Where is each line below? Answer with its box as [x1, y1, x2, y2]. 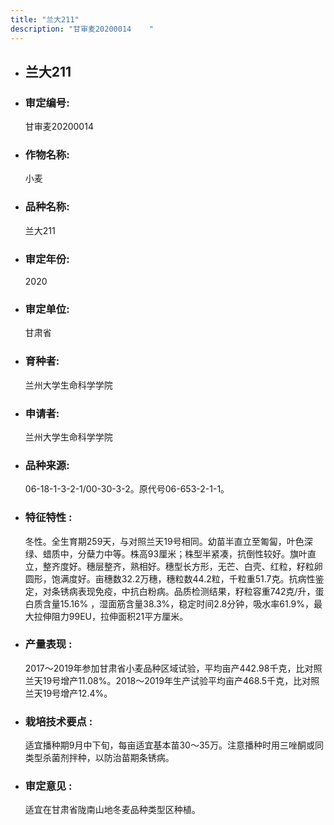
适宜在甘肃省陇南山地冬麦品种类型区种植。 [24, 804, 201, 816]
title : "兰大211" [10, 14, 80, 25]
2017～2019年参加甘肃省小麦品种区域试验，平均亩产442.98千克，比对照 [24, 662, 323, 674]
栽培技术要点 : [24, 714, 93, 728]
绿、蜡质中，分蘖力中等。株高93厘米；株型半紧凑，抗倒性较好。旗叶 [24, 547, 308, 560]
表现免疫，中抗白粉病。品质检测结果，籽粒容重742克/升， [77, 585, 316, 597]
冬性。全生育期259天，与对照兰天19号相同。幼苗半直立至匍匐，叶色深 [24, 535, 313, 547]
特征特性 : [24, 511, 73, 525]
